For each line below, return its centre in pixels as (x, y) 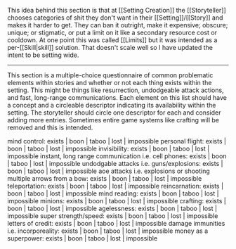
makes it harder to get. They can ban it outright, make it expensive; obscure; (118, 25)
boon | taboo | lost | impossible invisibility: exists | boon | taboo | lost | (109, 148)
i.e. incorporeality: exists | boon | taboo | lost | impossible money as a (108, 231)
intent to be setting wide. (43, 55)
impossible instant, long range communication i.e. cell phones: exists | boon (117, 156)
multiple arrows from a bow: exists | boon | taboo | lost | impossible (105, 178)
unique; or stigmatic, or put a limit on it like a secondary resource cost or (112, 32)
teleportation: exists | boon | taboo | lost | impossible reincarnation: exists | (115, 186)
